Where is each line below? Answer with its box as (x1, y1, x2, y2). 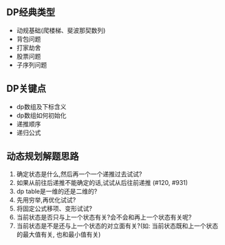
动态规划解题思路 (6, 150, 79, 162)
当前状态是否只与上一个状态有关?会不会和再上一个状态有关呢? (16, 213, 192, 222)
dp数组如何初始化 (16, 111, 67, 119)
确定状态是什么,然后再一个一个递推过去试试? (16, 170, 142, 178)
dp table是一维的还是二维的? (16, 187, 98, 195)
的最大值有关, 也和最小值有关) (16, 231, 101, 239)
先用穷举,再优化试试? (16, 196, 76, 204)
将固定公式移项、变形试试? (16, 204, 92, 213)
